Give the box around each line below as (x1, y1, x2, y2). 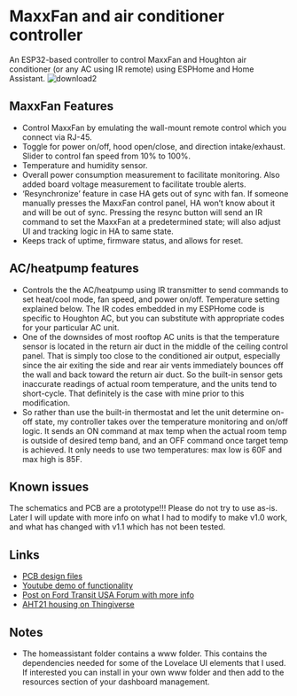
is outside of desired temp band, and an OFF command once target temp (21, 435, 289, 445)
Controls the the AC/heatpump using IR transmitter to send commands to (21, 284, 289, 295)
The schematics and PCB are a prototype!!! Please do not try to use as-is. (9, 503, 277, 514)
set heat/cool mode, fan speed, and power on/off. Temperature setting (21, 294, 280, 305)
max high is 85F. (21, 453, 82, 464)
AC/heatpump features (9, 261, 139, 276)
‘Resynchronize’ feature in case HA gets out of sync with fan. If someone (21, 188, 289, 198)
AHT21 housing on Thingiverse (21, 599, 135, 610)
